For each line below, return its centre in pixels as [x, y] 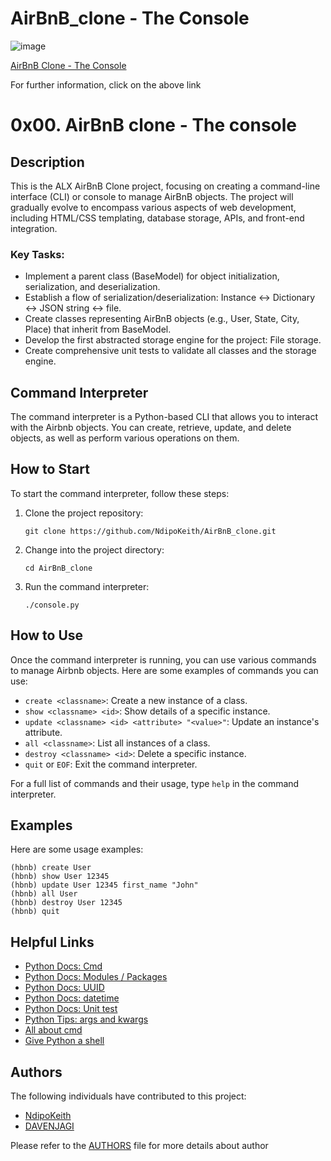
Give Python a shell [64, 1041]
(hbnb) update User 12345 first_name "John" [104, 885]
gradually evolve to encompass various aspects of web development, [153, 207]
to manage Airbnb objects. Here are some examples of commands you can [164, 670]
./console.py [52, 605]
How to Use [47, 635]
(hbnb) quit [35, 912]
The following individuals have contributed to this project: [128, 1096]
